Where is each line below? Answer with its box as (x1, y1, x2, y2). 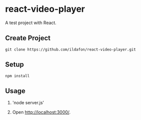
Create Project (5, 34, 51, 42)
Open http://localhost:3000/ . (12, 109, 71, 115)
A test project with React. (5, 20, 57, 26)
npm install (5, 73, 30, 78)
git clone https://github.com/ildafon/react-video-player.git (5, 47, 136, 52)
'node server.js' (12, 100, 45, 106)
